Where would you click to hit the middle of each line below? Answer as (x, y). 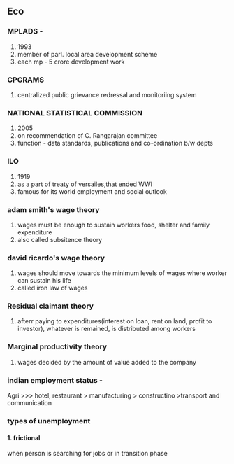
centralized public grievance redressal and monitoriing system (107, 94)
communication (30, 403)
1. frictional (24, 437)
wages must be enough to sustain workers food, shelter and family (114, 225)
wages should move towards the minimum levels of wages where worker (122, 273)
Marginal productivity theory (57, 347)
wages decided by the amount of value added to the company (107, 362)
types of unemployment (49, 421)
